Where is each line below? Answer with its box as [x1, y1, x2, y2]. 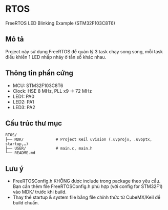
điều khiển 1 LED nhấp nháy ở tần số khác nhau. [5, 54, 107, 60]
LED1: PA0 [12, 93, 35, 99]
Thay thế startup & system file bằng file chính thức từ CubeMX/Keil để [12, 194, 160, 200]
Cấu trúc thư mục [5, 119, 62, 128]
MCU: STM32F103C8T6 [12, 82, 64, 89]
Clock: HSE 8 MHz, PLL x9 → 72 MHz [12, 88, 92, 94]
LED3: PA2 [12, 104, 35, 110]
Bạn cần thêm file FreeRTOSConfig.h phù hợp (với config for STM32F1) [12, 183, 163, 190]
